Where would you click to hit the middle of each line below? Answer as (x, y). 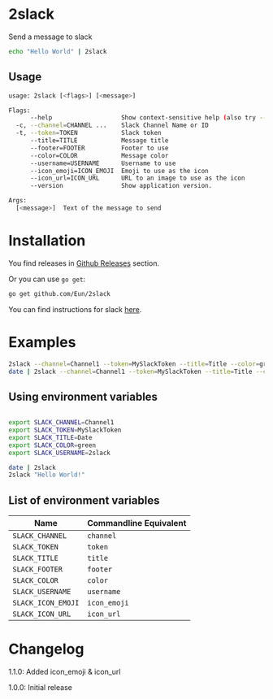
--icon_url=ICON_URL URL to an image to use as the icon (137, 178)
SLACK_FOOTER (38, 569)
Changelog (46, 649)
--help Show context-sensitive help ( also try (143, 118)
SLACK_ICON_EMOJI (46, 603)
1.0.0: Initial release (41, 688)
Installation (47, 241)
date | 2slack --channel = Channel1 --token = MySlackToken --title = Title (130, 371)
